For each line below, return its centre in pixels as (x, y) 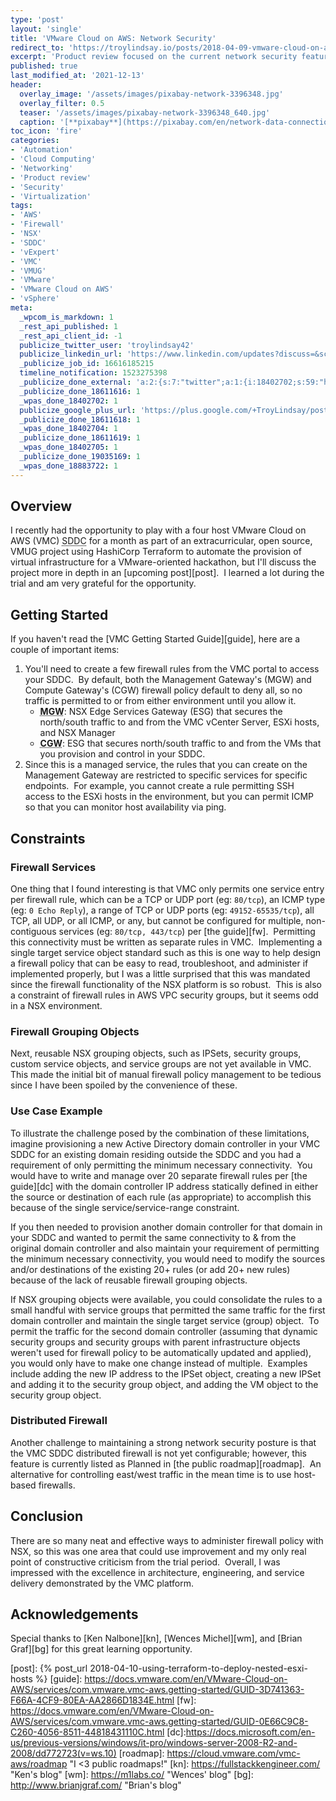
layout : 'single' (46, 29)
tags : (21, 206)
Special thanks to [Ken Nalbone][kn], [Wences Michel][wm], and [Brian (156, 1638)
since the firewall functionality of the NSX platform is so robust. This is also (166, 984)
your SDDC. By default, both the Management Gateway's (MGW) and (168, 680)
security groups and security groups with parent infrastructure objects (155, 1342)
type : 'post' (37, 19)
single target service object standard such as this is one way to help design (166, 952)
